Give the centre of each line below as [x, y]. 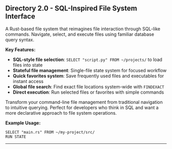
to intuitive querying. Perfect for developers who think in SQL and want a [82, 108]
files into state [28, 65]
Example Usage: [23, 123]
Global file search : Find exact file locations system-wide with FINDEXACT [89, 87]
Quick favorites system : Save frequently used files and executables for [88, 76]
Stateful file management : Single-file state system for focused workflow [90, 70]
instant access [28, 81]
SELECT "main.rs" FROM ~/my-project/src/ [50, 132]
